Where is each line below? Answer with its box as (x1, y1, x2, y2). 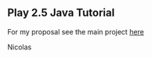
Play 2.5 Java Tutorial (7, 6, 115, 20)
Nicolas (7, 42, 32, 52)
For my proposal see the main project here (7, 27, 144, 36)
